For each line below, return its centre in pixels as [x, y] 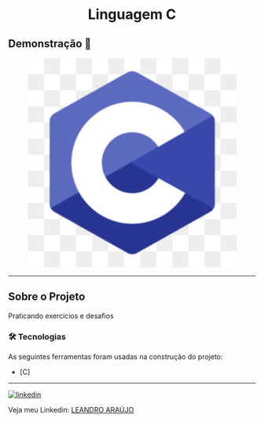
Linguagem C [132, 15]
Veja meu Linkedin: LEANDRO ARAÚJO [71, 410]
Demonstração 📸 [50, 44]
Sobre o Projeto [47, 297]
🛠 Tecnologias [37, 336]
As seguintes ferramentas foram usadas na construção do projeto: [115, 357]
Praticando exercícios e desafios [61, 316]
